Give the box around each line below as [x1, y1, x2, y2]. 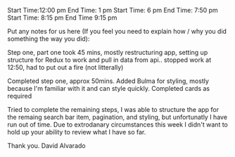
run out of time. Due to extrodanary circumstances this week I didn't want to [7, 120, 229, 129]
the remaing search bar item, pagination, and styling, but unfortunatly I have [7, 113, 227, 121]
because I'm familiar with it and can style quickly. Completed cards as [7, 84, 210, 92]
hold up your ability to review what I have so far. [7, 128, 146, 136]
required [7, 92, 32, 100]
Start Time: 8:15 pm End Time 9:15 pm [7, 13, 118, 22]
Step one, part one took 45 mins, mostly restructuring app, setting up [7, 49, 208, 56]
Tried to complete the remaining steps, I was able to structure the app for [7, 106, 220, 113]
